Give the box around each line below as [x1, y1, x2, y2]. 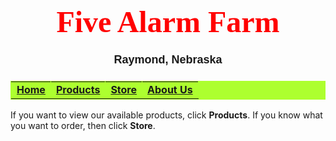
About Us [147, 83, 193, 97]
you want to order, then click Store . [10, 120, 156, 132]
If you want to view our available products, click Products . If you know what [10, 109, 323, 121]
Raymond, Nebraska [113, 53, 223, 67]
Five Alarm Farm [56, 5, 280, 39]
